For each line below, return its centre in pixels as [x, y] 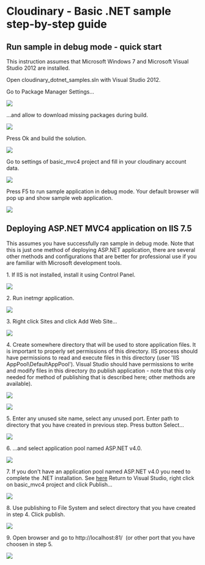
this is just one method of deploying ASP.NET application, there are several [101, 249]
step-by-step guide [57, 24]
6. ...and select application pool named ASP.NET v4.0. [74, 448]
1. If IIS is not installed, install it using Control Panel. [71, 275]
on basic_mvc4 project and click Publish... [59, 484]
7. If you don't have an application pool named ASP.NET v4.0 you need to [99, 471]
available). [19, 383]
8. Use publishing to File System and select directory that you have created [101, 508]
